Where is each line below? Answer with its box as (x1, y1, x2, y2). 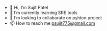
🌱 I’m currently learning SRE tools (9, 10, 78, 15)
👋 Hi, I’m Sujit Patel (9, 5, 48, 10)
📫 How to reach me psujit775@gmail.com (9, 20, 95, 26)
